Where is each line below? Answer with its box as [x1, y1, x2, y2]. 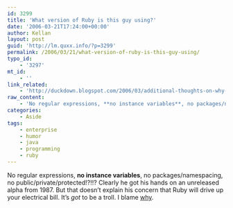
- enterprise [19, 126, 58, 133]
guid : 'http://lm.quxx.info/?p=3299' [7, 42, 116, 49]
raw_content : [7, 94, 45, 101]
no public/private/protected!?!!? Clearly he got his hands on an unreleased [7, 178, 220, 187]
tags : [7, 119, 23, 127]
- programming [19, 146, 60, 153]
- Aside [19, 113, 42, 120]
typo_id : [7, 55, 33, 62]
